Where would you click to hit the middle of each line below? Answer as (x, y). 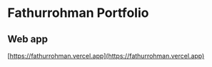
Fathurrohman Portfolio (78, 13)
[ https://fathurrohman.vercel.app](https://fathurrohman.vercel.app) (106, 56)
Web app (28, 39)
